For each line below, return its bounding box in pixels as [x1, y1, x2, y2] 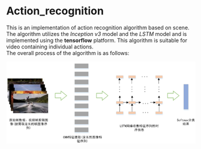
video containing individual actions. [6, 43, 94, 50]
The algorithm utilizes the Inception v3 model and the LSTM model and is [6, 30, 187, 37]
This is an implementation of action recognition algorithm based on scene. [6, 24, 190, 31]
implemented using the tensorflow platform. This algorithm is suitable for [6, 37, 188, 44]
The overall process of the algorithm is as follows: [6, 49, 130, 56]
